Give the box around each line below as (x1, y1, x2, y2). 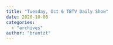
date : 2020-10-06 (6, 14, 49, 20)
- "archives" (11, 25, 43, 31)
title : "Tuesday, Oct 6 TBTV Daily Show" (6, 8, 109, 15)
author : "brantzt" (6, 30, 51, 36)
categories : (6, 19, 35, 25)
